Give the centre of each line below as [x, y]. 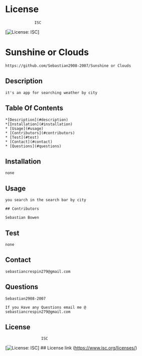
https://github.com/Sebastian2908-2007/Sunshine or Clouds [68, 66]
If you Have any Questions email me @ [46, 307]
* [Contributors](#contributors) [40, 133]
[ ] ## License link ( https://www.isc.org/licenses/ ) [71, 348]
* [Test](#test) [22, 137]
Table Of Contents [34, 108]
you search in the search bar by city [46, 200]
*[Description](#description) [37, 120]
